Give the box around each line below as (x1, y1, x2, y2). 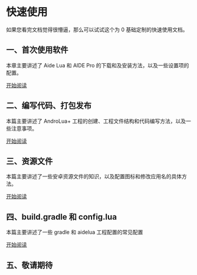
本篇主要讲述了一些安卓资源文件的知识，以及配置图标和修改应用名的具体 (6, 173, 182, 180)
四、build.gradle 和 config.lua (6, 212, 117, 222)
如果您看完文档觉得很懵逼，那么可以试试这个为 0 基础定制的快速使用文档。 (6, 26, 188, 33)
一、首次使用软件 (6, 45, 68, 55)
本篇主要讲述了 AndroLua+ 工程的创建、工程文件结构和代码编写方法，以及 (6, 117, 186, 125)
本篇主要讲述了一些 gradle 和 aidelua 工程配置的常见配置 (6, 228, 143, 236)
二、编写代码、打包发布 (6, 101, 91, 111)
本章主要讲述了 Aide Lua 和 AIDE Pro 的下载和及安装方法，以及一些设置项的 (6, 61, 189, 68)
